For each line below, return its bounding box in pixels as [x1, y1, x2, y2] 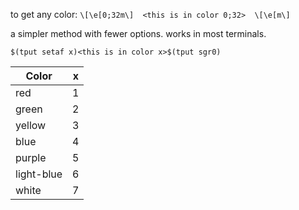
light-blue [15, 167, 63, 181]
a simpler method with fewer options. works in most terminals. [10, 28, 267, 39]
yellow [15, 119, 47, 132]
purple [15, 151, 47, 164]
